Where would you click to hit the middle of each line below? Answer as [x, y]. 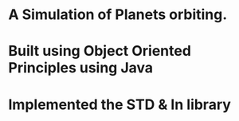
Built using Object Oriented [100, 51]
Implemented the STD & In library [119, 104]
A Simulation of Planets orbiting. [118, 15]
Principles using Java [81, 68]
